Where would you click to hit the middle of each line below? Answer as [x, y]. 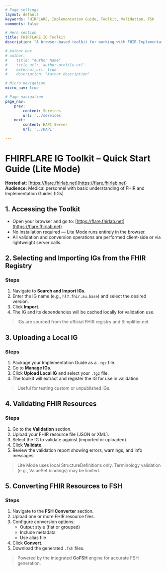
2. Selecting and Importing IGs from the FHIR [76, 258]
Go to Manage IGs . [32, 368]
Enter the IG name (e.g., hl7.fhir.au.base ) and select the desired [79, 296]
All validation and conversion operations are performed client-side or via [86, 237]
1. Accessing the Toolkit [43, 209]
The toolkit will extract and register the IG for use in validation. [76, 378]
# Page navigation [24, 97]
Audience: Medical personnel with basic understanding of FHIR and [75, 188]
